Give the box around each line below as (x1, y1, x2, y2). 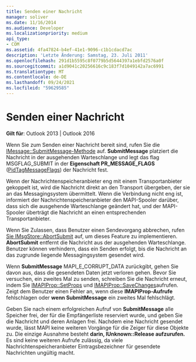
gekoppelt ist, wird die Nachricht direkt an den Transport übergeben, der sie (6, 183, 191, 191)
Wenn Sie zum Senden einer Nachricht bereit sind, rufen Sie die (6, 141, 160, 148)
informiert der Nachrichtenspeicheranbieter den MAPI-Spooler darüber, (6, 196, 179, 203)
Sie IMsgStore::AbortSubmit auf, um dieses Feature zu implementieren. (6, 233, 178, 240)
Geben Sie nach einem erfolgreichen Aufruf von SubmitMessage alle (6, 305, 174, 312)
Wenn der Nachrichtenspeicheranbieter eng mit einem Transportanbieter (6, 177, 183, 185)
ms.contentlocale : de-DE (6, 74, 67, 80)
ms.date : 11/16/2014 (6, 19, 57, 25)
